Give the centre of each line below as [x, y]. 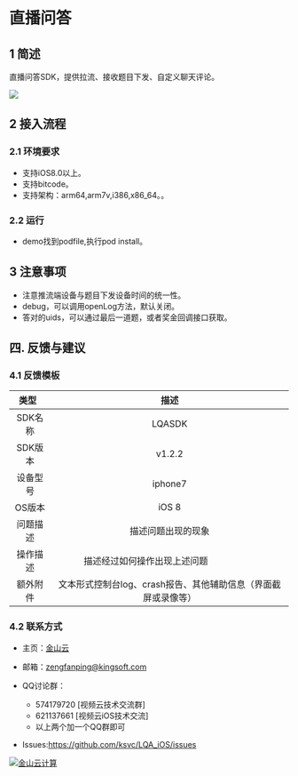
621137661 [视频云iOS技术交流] [92, 716]
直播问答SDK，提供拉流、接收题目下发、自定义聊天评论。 [114, 77]
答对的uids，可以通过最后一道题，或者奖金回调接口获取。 [127, 317]
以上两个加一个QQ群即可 [80, 726]
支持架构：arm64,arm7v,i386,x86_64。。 [95, 195]
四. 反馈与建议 [47, 348]
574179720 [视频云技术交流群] [90, 704]
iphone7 [170, 484]
